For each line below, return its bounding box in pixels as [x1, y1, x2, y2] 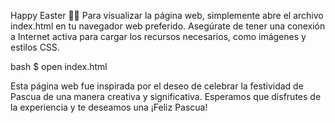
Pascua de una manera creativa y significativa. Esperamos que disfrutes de [10, 91, 322, 102]
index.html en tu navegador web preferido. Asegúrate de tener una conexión [10, 20, 326, 32]
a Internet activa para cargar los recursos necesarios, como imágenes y [10, 31, 307, 42]
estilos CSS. [10, 41, 60, 53]
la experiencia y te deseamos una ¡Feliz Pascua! [10, 101, 208, 113]
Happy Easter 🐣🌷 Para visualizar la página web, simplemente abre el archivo [10, 10, 324, 21]
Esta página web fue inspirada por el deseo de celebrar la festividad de [10, 80, 304, 92]
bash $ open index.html [10, 61, 108, 72]
